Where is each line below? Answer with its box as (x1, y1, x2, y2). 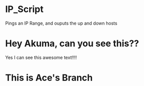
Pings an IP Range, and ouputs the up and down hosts (5, 20, 117, 26)
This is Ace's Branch (5, 72, 93, 83)
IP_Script (5, 4, 44, 15)
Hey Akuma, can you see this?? (5, 38, 139, 49)
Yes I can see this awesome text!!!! (5, 54, 77, 60)
